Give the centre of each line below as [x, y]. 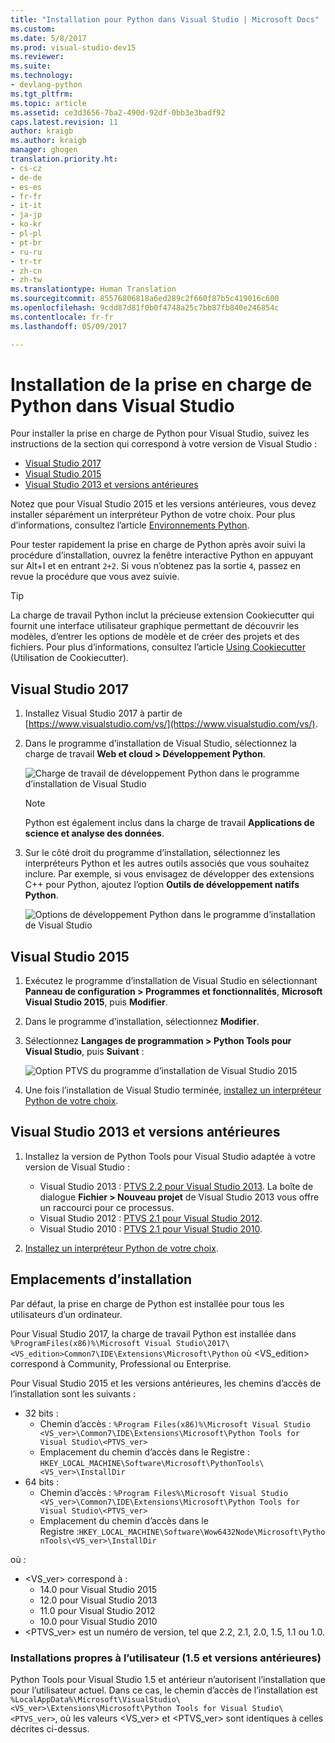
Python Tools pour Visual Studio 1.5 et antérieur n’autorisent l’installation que [168, 1679]
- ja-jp [26, 215]
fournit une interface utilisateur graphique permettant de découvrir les [155, 626]
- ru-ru [26, 252]
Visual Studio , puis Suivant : [84, 1052]
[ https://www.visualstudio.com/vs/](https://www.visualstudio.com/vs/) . [171, 724]
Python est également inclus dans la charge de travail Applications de [169, 823]
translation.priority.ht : [64, 159]
